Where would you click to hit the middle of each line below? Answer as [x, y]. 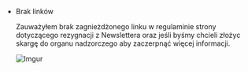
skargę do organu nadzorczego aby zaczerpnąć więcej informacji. [123, 43]
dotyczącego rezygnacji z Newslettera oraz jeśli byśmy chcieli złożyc [128, 35]
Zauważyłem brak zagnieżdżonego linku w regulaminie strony [116, 26]
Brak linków [34, 11]
